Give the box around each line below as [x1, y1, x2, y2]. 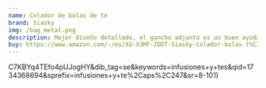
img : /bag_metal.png [8, 26, 77, 34]
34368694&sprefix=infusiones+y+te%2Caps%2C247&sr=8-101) [8, 71, 219, 80]
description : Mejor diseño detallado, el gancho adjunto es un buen [8, 33, 239, 42]
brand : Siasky [8, 19, 55, 27]
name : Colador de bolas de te [8, 11, 108, 20]
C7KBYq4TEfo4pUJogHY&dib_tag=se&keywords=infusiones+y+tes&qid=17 [8, 62, 254, 71]
